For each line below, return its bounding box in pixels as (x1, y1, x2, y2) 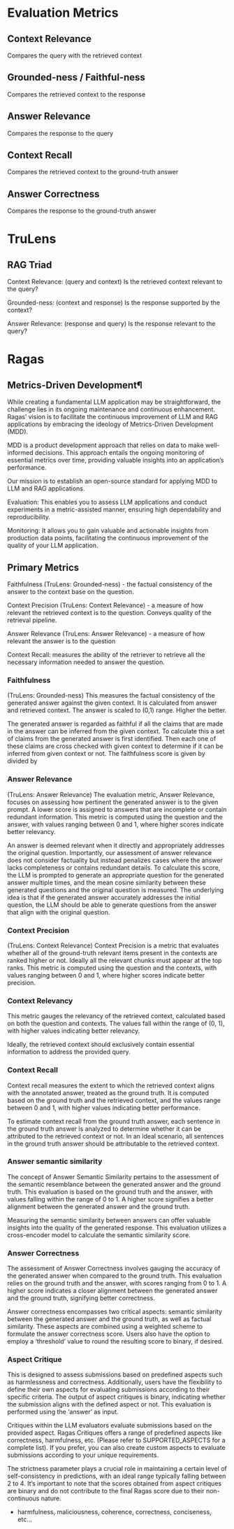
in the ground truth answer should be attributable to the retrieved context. (7, 1139, 219, 1148)
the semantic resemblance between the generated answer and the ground (7, 1180, 221, 1188)
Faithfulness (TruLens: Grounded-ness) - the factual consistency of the (7, 580, 213, 589)
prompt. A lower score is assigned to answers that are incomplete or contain (7, 805, 227, 813)
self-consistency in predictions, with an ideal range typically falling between (7, 1472, 226, 1481)
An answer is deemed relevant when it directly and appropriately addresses (7, 841, 225, 850)
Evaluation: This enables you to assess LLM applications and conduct (7, 498, 207, 507)
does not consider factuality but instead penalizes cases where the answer (7, 856, 224, 864)
